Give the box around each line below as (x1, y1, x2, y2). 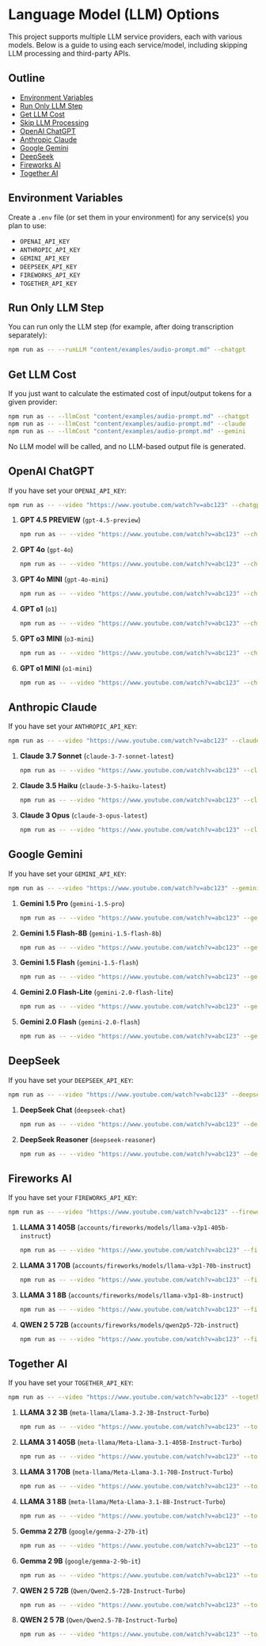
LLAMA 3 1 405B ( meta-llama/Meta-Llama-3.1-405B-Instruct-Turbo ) (19, 1438, 242, 1447)
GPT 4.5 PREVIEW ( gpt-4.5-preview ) (19, 515, 141, 524)
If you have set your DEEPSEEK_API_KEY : (8, 1075, 134, 1084)
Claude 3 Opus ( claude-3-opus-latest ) (19, 810, 148, 821)
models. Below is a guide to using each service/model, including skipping (8, 40, 248, 49)
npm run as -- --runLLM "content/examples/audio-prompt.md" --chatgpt (8, 346, 246, 354)
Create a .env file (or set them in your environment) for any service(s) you (8, 212, 249, 222)
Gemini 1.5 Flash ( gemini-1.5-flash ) (19, 958, 139, 967)
